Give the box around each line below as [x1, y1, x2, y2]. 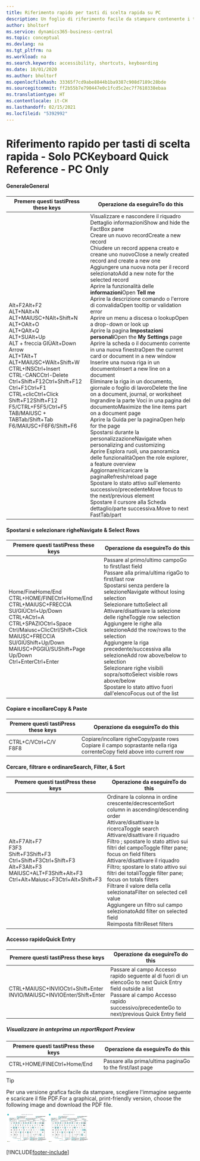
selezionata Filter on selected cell [107, 888, 187, 896]
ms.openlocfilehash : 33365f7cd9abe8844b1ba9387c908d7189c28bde [6, 79, 167, 85]
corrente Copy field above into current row [81, 748, 185, 755]
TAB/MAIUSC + [8, 410, 46, 417]
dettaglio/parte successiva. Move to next [90, 505, 189, 512]
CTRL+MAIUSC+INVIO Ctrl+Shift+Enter [8, 985, 104, 992]
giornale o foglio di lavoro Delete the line [90, 384, 187, 391]
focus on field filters [107, 851, 156, 858]
